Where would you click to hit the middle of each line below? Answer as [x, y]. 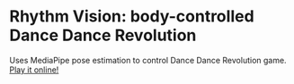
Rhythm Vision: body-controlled [132, 17]
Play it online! [34, 70]
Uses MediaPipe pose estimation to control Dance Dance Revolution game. [148, 60]
